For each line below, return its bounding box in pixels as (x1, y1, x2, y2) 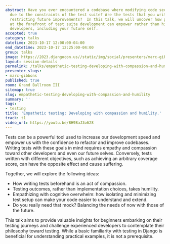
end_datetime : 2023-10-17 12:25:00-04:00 (5, 45, 94, 50)
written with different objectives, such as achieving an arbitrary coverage (5, 155, 158, 162)
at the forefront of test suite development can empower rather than (10, 21, 159, 27)
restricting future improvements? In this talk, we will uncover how (10, 17, 162, 22)
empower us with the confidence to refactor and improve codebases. (5, 139, 150, 145)
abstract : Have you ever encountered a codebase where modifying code (5, 7, 157, 13)
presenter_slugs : (5, 69, 42, 74)
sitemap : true (5, 87, 35, 92)
